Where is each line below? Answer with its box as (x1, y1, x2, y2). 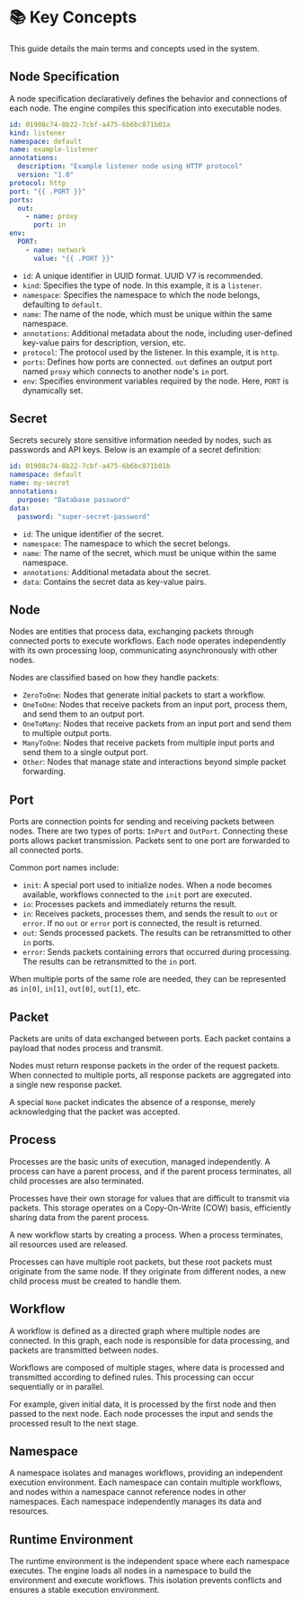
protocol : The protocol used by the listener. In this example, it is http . (22, 346, 280, 357)
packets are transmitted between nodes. (9, 1345, 159, 1355)
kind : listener (9, 128, 66, 138)
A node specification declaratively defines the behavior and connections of (9, 93, 288, 103)
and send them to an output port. (22, 708, 146, 720)
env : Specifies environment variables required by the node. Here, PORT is (22, 375, 289, 386)
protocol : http (9, 178, 66, 187)
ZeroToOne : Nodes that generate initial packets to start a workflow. (22, 689, 266, 700)
